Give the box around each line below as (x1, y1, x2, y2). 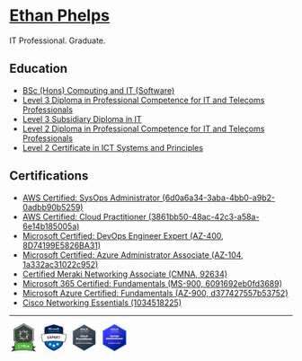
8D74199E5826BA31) (22, 240, 102, 251)
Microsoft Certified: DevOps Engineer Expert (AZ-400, (22, 230, 224, 241)
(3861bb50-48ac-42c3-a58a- (147, 211, 260, 222)
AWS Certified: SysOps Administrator (22, 192, 161, 203)
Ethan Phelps (9, 5, 111, 26)
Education (9, 61, 68, 76)
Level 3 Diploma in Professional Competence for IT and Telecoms (22, 94, 265, 105)
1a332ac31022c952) (22, 259, 99, 269)
